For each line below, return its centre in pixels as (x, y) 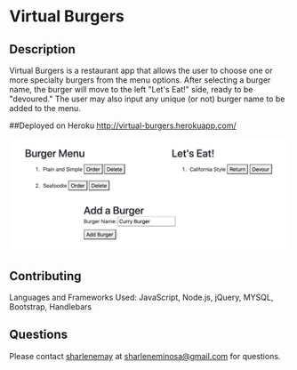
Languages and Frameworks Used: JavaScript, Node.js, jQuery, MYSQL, (141, 298)
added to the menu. (45, 108)
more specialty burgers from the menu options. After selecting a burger (140, 80)
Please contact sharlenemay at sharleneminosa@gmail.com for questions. (145, 356)
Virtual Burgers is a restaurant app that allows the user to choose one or (141, 70)
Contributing (45, 276)
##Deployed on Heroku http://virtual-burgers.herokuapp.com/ (123, 125)
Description (42, 49)
